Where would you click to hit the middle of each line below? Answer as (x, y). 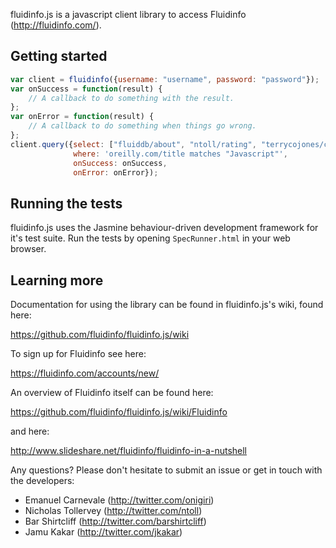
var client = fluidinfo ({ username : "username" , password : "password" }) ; (165, 79)
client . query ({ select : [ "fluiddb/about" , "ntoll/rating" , (133, 144)
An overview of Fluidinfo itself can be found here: (112, 393)
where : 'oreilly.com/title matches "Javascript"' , (180, 154)
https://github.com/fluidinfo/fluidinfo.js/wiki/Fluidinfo (119, 412)
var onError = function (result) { (82, 117)
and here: (30, 431)
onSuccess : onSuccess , (120, 163)
